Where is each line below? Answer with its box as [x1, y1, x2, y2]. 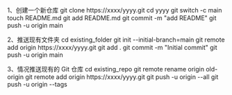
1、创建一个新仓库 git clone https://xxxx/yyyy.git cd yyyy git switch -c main [7, 6, 222, 14]
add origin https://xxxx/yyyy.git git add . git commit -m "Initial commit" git [7, 44, 217, 51]
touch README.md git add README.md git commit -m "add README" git [7, 14, 217, 22]
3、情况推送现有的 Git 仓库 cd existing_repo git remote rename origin [7, 65, 205, 73]
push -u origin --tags [7, 80, 67, 88]
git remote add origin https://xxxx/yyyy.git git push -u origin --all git [25, 73, 219, 81]
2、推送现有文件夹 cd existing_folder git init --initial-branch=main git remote [7, 35, 225, 44]
